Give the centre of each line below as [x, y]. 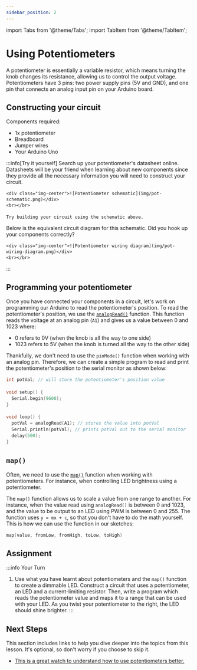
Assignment [29, 554]
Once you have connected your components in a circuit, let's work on [91, 301]
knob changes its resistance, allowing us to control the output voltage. [91, 76]
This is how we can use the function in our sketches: [70, 523]
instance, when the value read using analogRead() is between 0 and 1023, [96, 505]
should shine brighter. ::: [44, 610]
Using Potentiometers [61, 54]
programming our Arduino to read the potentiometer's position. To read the [97, 308]
